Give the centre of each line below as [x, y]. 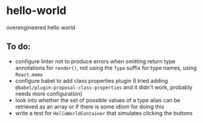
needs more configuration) [49, 93]
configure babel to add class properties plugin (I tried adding [91, 80]
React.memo [29, 75]
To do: [19, 47]
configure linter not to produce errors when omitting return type [95, 61]
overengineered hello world [41, 27]
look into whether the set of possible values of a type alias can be [98, 100]
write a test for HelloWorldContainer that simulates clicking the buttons [104, 113]
